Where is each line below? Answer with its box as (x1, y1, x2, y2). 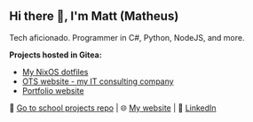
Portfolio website (21, 85, 84, 95)
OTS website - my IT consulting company (21, 76, 175, 87)
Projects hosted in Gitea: (9, 50, 102, 60)
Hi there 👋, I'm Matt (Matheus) (9, 9, 179, 24)
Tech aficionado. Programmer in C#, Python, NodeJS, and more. (9, 32, 245, 42)
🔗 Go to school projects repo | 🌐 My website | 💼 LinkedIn (9, 103, 217, 113)
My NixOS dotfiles (21, 66, 89, 77)
